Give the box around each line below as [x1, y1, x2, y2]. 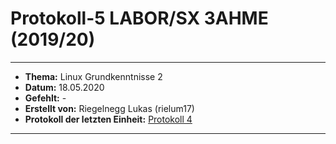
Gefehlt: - [24, 92, 67, 104]
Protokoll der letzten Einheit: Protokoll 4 [24, 113, 193, 125]
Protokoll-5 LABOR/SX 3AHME [10, 7, 269, 30]
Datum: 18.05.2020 [24, 81, 105, 93]
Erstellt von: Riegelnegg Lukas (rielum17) [24, 102, 195, 114]
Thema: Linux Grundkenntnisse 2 [24, 70, 163, 82]
